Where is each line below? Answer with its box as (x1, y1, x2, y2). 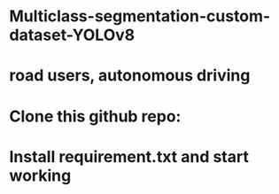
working (9, 166, 72, 185)
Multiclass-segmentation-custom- (9, 6, 271, 27)
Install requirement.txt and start (9, 146, 250, 167)
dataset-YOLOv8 (9, 25, 136, 45)
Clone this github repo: (9, 106, 182, 126)
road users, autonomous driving (9, 66, 251, 86)
